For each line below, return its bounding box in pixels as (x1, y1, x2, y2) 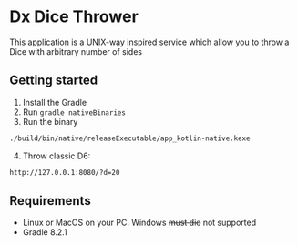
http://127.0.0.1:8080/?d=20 (9, 168, 120, 177)
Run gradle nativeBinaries (22, 107, 126, 117)
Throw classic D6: (22, 150, 91, 161)
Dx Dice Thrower (9, 6, 139, 27)
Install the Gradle (22, 97, 87, 107)
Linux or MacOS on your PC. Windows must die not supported (22, 217, 257, 229)
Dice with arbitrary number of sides (9, 46, 143, 56)
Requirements (9, 193, 91, 209)
